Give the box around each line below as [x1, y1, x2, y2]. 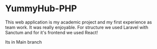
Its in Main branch [5, 39, 42, 45]
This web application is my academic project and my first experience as [5, 19, 153, 25]
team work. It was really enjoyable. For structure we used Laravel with [5, 24, 149, 30]
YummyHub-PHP [5, 3, 77, 14]
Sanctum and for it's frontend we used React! [5, 29, 98, 35]
